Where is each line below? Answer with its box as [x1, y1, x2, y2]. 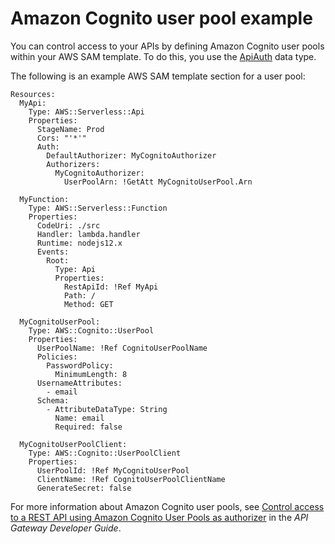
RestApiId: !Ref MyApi [63, 282, 159, 292]
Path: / [63, 290, 97, 301]
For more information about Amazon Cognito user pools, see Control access [10, 500, 325, 512]
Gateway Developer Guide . [10, 522, 122, 534]
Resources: [10, 89, 56, 99]
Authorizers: [46, 159, 101, 169]
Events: [36, 247, 70, 257]
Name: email [54, 413, 105, 423]
